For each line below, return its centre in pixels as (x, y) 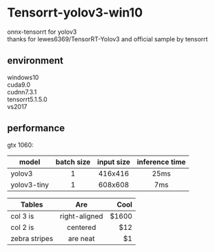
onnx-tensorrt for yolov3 (42, 32)
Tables (32, 204)
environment (35, 61)
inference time (161, 162)
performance (36, 128)
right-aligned (81, 216)
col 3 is (22, 216)
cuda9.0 (19, 85)
